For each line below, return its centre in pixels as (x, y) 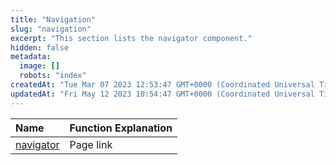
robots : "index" (53, 76)
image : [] (39, 66)
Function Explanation (121, 128)
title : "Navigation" (53, 19)
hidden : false (40, 47)
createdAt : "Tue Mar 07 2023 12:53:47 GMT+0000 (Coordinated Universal (162, 85)
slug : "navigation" (51, 29)
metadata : (31, 57)
